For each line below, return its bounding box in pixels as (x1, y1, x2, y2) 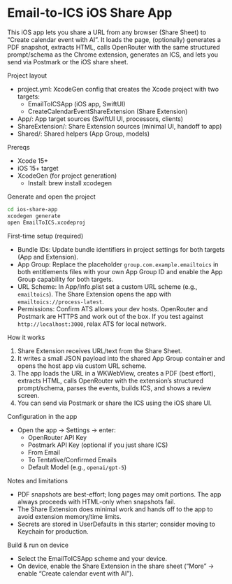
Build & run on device (7, 541, 68, 549)
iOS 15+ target (17, 164, 59, 172)
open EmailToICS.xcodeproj (7, 219, 86, 226)
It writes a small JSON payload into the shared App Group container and (17, 354, 226, 362)
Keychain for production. (17, 527, 89, 536)
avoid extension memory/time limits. (17, 512, 122, 520)
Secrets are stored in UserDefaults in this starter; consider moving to (17, 520, 215, 528)
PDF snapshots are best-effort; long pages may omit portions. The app (17, 490, 222, 498)
